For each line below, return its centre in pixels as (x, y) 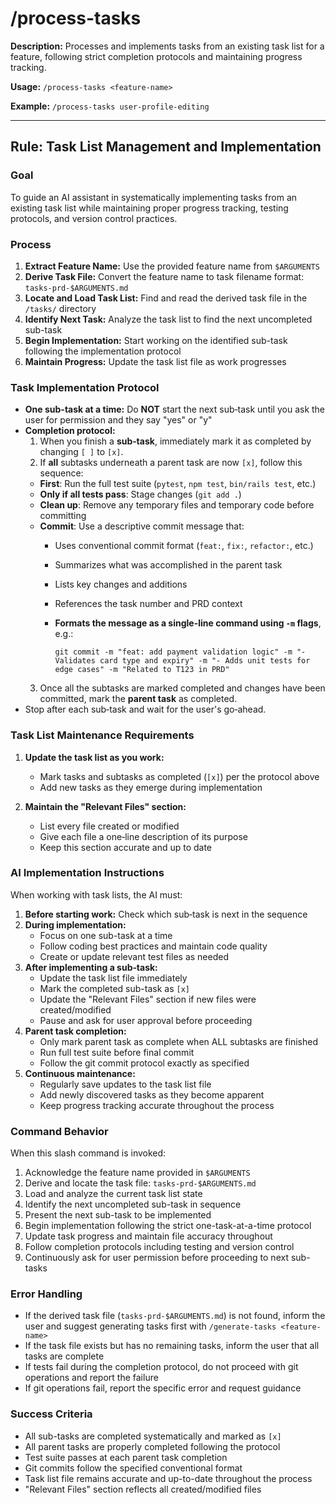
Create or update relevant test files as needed (134, 956)
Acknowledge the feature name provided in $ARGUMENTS (137, 1173)
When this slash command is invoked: (88, 1153)
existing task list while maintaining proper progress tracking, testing (149, 208)
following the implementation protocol (103, 351)
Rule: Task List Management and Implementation (166, 147)
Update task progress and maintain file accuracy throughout (148, 1236)
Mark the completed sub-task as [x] (114, 988)
